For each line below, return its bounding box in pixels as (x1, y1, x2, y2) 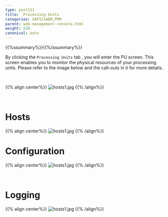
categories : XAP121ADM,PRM (5, 17, 62, 22)
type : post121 (5, 7, 35, 13)
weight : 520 (5, 26, 30, 31)
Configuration (5, 146, 65, 157)
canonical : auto (5, 31, 39, 36)
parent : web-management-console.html (5, 21, 84, 27)
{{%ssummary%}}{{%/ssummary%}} (5, 45, 83, 50)
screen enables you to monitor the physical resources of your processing (5, 60, 156, 65)
